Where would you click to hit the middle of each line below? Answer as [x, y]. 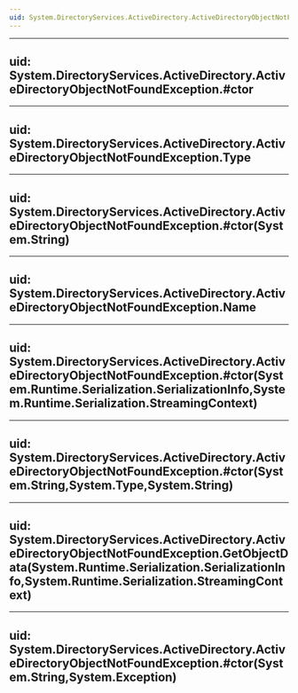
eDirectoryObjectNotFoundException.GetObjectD [149, 553]
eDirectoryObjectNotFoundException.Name [133, 307]
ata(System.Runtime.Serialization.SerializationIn [147, 567]
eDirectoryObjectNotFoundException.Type [130, 157]
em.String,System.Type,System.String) [121, 486]
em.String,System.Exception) [93, 677]
